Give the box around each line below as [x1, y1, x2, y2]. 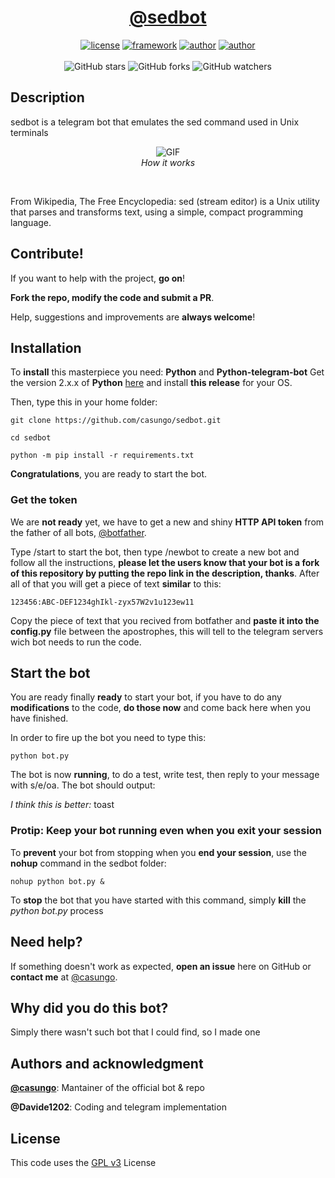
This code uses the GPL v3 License [10, 1157, 157, 1169]
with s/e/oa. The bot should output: [10, 779, 156, 791]
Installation [10, 339, 82, 356]
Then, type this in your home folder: [10, 396, 158, 408]
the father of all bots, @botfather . [10, 526, 147, 538]
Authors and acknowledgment [10, 1055, 204, 1072]
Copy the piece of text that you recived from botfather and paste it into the [10, 614, 320, 626]
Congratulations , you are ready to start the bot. [10, 468, 208, 480]
